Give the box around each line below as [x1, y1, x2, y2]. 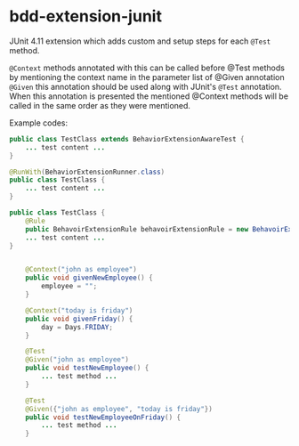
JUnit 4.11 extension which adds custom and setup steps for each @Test [9, 36, 271, 46]
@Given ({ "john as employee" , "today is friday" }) [25, 404, 214, 413]
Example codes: [9, 118, 69, 128]
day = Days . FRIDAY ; [41, 322, 114, 331]
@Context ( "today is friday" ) [25, 305, 133, 315]
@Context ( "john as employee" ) [25, 265, 138, 274]
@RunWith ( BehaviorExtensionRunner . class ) [9, 167, 166, 176]
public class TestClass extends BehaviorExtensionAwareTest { [9, 134, 245, 143]
